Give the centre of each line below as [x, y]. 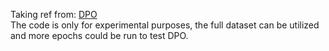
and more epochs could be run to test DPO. [99, 35]
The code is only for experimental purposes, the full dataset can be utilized [165, 25]
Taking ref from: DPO [54, 14]
